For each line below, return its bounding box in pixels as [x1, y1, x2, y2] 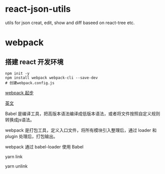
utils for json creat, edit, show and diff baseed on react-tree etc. [5, 20, 135, 26]
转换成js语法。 [5, 116, 34, 122]
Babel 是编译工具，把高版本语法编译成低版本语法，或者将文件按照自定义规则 [5, 111, 161, 116]
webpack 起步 [5, 89, 34, 95]
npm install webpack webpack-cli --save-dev [5, 75, 98, 80]
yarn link [5, 153, 23, 159]
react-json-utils [5, 3, 71, 15]
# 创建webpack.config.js [5, 80, 55, 86]
